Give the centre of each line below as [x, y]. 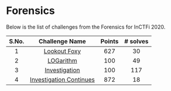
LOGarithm [62, 61]
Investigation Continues [62, 79]
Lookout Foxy [62, 51]
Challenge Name [62, 41]
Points [110, 41]
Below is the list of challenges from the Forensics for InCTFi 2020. [86, 27]
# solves [136, 41]
